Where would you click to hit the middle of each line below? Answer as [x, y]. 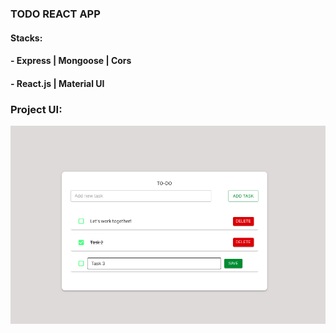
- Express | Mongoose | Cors [71, 61]
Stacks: [26, 38]
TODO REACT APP [55, 14]
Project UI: [36, 109]
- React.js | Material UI [57, 83]
